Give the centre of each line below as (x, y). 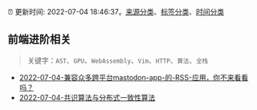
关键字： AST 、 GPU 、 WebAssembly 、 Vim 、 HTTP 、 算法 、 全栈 (118, 60)
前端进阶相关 (39, 40)
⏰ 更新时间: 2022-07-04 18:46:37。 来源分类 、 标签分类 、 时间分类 (116, 12)
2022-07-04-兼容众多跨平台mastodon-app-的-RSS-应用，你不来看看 (134, 77)
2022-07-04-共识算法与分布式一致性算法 (87, 97)
